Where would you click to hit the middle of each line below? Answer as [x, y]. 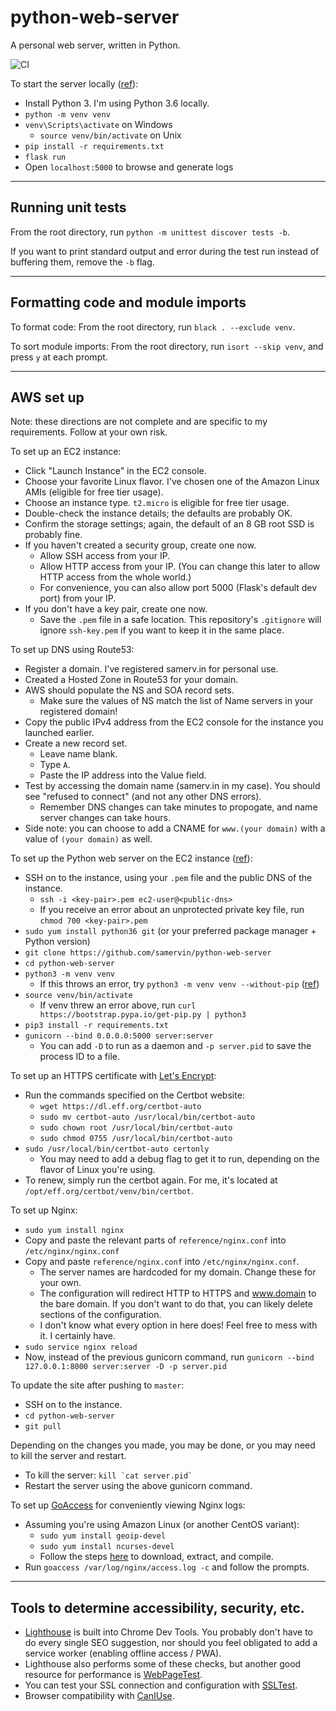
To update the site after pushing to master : [97, 1385]
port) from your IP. [78, 598]
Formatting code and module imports [128, 302]
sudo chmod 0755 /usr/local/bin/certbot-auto [136, 1139]
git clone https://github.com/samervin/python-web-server [148, 953]
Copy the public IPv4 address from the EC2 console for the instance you [174, 722]
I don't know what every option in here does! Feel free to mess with [178, 1325]
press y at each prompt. [59, 357]
